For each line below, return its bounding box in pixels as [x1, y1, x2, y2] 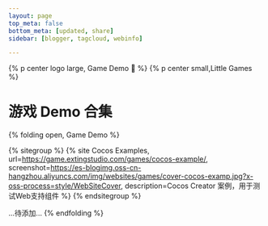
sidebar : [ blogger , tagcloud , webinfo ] [8, 34, 143, 43]
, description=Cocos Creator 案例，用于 [120, 181, 253, 190]
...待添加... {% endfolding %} [8, 208, 104, 218]
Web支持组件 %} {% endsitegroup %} [15, 191, 142, 201]
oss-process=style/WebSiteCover [8, 181, 121, 190]
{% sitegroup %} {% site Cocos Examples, [8, 146, 150, 156]
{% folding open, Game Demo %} [8, 130, 120, 140]
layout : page [8, 11, 53, 20]
